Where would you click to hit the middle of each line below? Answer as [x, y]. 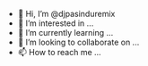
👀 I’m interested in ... [56, 23]
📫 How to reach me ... [59, 52]
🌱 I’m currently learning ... [65, 33]
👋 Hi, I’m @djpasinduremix [66, 14]
